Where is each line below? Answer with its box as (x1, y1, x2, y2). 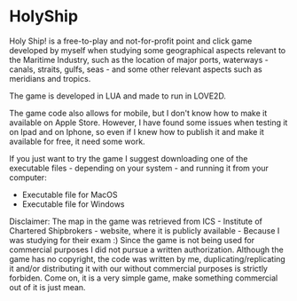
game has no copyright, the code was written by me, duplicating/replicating (9, 253, 285, 264)
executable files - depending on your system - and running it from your (9, 162, 269, 173)
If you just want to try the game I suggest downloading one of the (9, 153, 248, 163)
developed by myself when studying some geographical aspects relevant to (9, 44, 286, 55)
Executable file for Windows (21, 198, 126, 210)
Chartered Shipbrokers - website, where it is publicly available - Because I (9, 225, 280, 236)
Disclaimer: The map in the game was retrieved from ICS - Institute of (9, 216, 263, 226)
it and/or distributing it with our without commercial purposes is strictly (9, 263, 269, 273)
